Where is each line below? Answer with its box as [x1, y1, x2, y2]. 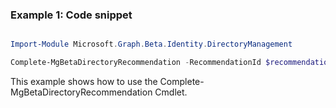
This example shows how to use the [10, 76, 158, 88]
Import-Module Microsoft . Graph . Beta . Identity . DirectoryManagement [10, 39, 293, 50]
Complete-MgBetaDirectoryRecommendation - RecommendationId [10, 58, 262, 68]
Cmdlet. [154, 86, 188, 98]
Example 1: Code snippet [10, 8, 133, 22]
